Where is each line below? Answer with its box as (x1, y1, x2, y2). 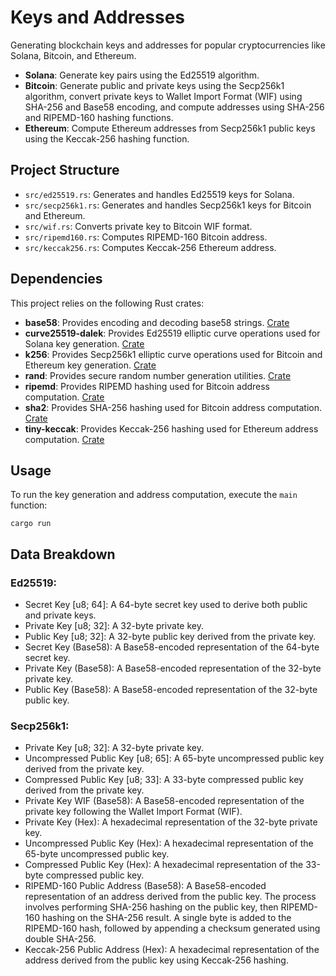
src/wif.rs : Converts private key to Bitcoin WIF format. (24, 220, 253, 232)
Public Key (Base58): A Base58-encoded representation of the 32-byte (24, 684, 318, 696)
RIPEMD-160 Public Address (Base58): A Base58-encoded (24, 880, 267, 892)
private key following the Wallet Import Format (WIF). (24, 806, 243, 818)
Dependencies (10, 271, 103, 288)
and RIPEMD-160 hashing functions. (24, 111, 174, 123)
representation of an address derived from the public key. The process (24, 891, 317, 903)
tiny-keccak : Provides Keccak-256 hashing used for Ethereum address (24, 422, 319, 435)
